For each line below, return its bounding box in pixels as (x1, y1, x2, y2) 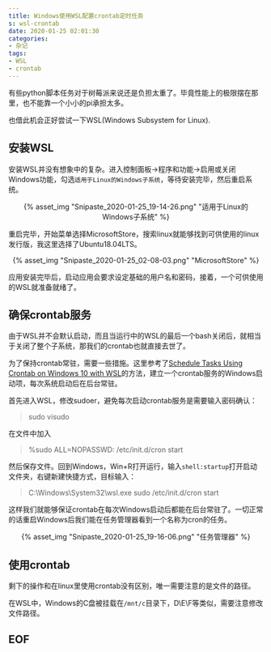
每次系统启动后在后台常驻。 (29, 378, 122, 389)
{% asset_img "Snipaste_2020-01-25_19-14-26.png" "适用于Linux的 (23, 202, 248, 211)
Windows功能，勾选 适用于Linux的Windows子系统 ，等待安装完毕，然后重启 (8, 174, 246, 184)
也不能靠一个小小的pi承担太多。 (22, 98, 128, 108)
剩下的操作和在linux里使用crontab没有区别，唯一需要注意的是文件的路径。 (8, 581, 256, 591)
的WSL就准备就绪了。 (8, 282, 81, 292)
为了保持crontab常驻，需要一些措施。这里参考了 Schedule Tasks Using (8, 358, 243, 369)
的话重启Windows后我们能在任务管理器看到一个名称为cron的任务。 (8, 515, 232, 525)
